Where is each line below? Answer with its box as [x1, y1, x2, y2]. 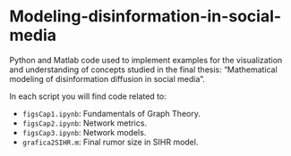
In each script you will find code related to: [9, 91, 167, 102]
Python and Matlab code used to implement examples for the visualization [9, 54, 283, 65]
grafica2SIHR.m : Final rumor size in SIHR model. [21, 136, 199, 147]
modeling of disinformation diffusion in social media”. [9, 73, 206, 84]
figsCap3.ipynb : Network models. [21, 127, 147, 137]
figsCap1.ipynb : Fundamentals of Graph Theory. [21, 108, 201, 119]
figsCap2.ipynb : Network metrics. [21, 118, 148, 128]
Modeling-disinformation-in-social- [9, 6, 282, 27]
